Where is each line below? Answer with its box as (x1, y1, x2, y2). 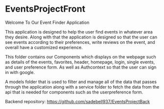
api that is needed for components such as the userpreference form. (5, 89, 143, 95)
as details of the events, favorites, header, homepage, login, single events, (5, 59, 155, 65)
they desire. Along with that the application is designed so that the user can (5, 34, 158, 40)
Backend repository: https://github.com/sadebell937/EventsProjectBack (5, 98, 150, 104)
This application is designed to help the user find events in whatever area (5, 29, 153, 35)
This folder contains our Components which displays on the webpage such (5, 54, 157, 59)
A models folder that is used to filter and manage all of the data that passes (5, 79, 157, 85)
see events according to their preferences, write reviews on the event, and (5, 39, 155, 45)
